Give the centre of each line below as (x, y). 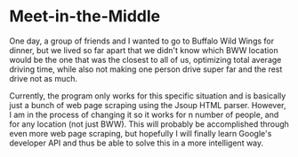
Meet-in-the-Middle (85, 16)
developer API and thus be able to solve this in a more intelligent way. (137, 143)
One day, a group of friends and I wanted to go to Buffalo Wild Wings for (141, 41)
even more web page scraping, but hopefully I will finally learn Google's (141, 133)
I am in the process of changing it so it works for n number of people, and (144, 114)
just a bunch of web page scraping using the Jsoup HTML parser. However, (148, 105)
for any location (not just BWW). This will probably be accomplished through (149, 124)
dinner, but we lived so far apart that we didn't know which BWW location (144, 50)
